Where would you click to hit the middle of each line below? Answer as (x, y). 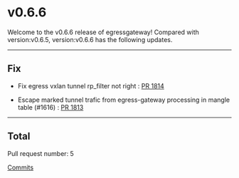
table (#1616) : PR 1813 (51, 107)
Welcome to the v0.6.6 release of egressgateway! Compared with (103, 32)
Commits (21, 167)
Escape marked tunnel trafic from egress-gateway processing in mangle (124, 100)
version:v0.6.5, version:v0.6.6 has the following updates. (90, 39)
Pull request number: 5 (41, 153)
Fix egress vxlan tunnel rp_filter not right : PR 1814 (91, 85)
